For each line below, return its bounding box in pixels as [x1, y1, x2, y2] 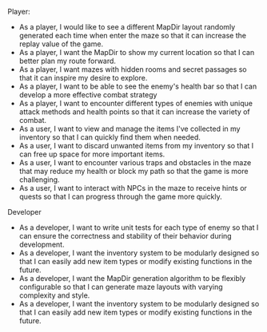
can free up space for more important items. [18, 149, 165, 159]
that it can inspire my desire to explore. [18, 73, 148, 82]
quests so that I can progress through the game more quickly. [18, 192, 222, 201]
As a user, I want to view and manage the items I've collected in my [18, 124, 241, 133]
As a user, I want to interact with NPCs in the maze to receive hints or [18, 184, 247, 192]
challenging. [18, 175, 61, 184]
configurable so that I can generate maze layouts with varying [18, 283, 223, 291]
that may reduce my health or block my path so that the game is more [18, 167, 249, 176]
